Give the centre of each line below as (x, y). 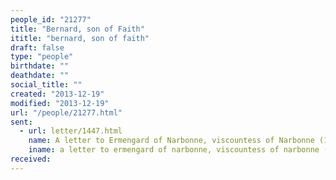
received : (31, 159)
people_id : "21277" (51, 19)
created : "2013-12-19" (57, 94)
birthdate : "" (40, 66)
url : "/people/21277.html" (66, 112)
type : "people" (42, 57)
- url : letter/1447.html (71, 131)
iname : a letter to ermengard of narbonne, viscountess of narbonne (174, 150)
